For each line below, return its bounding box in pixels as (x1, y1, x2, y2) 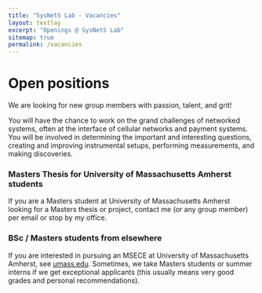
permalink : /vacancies (8, 41, 82, 49)
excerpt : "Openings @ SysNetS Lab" (8, 26, 125, 34)
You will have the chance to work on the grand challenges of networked (8, 115, 241, 126)
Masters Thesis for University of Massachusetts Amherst (8, 168, 232, 179)
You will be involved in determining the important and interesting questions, (8, 133, 253, 142)
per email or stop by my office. (8, 213, 107, 222)
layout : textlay (8, 19, 61, 27)
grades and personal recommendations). (8, 276, 140, 285)
